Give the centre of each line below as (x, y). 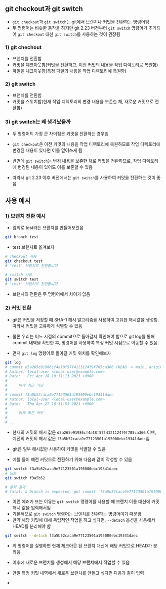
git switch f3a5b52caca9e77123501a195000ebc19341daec (62, 469)
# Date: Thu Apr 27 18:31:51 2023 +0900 (49, 404)
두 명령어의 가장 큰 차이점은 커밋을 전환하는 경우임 (60, 134)
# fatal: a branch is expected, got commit (51, 492)
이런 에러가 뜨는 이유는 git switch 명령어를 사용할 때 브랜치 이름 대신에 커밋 (86, 501)
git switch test (22, 279)
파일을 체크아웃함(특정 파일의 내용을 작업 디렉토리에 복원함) (69, 71)
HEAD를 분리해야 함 (31, 526)
